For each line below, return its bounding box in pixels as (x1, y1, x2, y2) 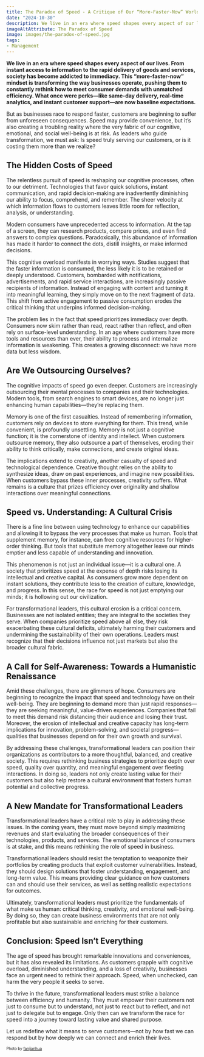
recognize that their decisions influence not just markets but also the (6, 637, 178, 645)
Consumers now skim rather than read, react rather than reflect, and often (6, 322, 192, 329)
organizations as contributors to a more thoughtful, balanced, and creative (6, 751, 192, 758)
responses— (165, 700, 197, 707)
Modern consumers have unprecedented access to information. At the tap (6, 221, 192, 228)
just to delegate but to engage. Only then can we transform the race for (6, 1009, 185, 1016)
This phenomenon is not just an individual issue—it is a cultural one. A (6, 561, 182, 568)
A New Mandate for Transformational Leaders (6, 801, 183, 811)
